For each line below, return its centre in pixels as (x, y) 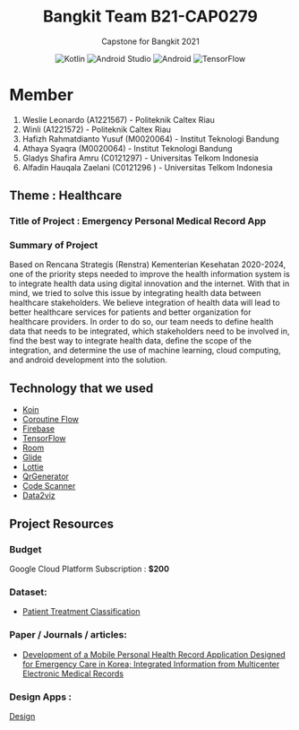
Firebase (38, 429)
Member (42, 95)
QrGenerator (46, 476)
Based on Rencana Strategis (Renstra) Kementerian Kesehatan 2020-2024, (148, 265)
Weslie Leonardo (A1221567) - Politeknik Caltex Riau (118, 119)
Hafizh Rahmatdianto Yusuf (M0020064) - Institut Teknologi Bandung (150, 139)
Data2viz (38, 496)
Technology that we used (81, 388)
